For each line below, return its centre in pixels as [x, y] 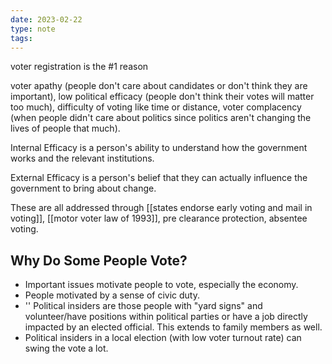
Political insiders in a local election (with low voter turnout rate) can [163, 338]
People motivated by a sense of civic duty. [112, 295]
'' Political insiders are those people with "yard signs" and [143, 306]
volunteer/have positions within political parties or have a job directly [166, 317]
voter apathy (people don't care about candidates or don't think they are [159, 86]
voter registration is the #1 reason [79, 67]
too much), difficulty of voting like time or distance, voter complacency [156, 107]
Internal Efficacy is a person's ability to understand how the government [159, 148]
